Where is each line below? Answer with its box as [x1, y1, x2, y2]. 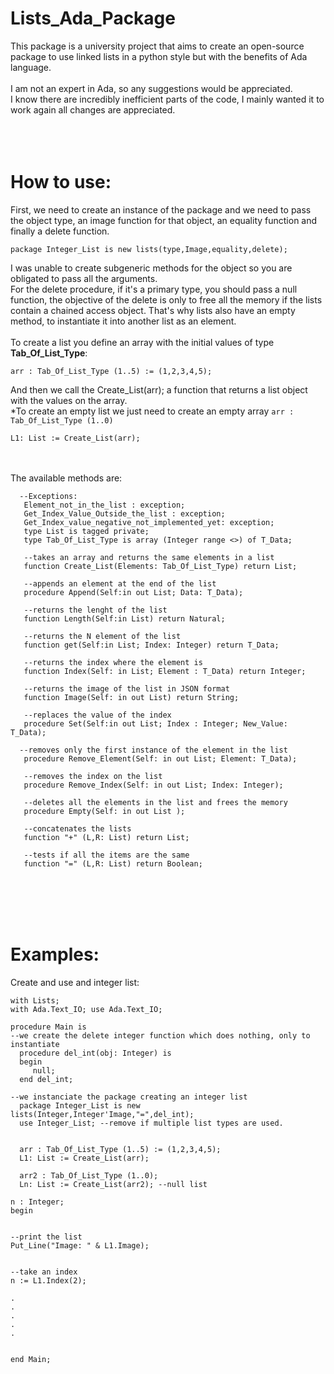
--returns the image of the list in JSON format [23, 683, 230, 694]
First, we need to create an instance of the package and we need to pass [10, 203, 312, 216]
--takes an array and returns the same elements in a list [23, 552, 275, 562]
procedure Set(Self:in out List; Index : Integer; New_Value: [23, 718, 288, 729]
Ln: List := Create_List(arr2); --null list [19, 1179, 208, 1189]
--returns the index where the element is [23, 657, 203, 667]
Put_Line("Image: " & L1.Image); [10, 1240, 150, 1251]
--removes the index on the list [23, 771, 163, 781]
